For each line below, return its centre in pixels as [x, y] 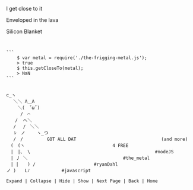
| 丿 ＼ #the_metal [80, 158]
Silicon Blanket [24, 31]
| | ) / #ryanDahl [64, 165]
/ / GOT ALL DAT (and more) [101, 139]
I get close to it [24, 9]
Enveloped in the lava [32, 20]
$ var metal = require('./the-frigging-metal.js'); [82, 58]
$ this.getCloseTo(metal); [50, 68]
